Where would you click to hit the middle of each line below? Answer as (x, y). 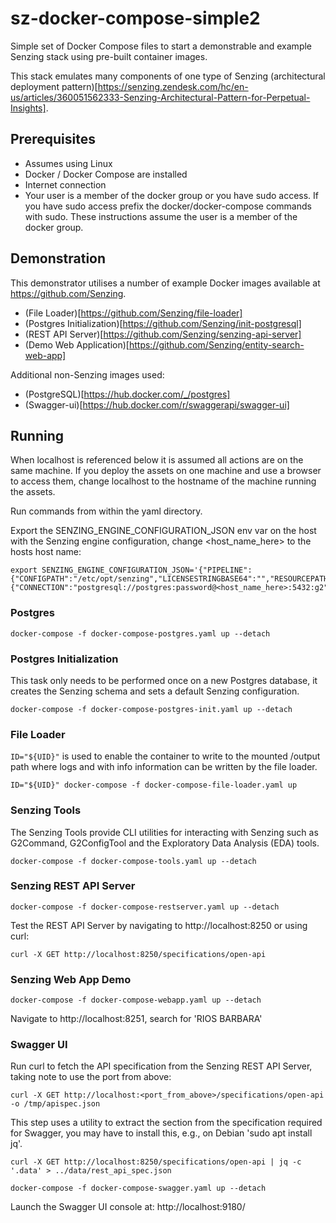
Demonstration (58, 258)
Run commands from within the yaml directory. (106, 511)
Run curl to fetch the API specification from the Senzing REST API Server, (161, 1066)
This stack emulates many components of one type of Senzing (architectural (168, 76)
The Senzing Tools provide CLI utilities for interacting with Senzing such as (164, 832)
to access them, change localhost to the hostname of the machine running (163, 481)
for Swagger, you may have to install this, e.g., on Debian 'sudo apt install (161, 1133)
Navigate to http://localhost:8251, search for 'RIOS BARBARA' (136, 1019)
